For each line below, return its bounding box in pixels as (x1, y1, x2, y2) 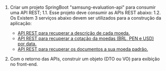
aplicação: (10, 20, 32, 26)
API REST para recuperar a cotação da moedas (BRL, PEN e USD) (17, 35, 154, 41)
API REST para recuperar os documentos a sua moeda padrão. (17, 46, 148, 52)
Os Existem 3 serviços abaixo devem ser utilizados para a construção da (10, 15, 161, 21)
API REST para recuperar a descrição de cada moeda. (17, 30, 130, 36)
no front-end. (10, 61, 38, 67)
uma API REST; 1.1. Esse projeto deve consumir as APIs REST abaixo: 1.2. (10, 10, 161, 16)
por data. (17, 41, 37, 47)
